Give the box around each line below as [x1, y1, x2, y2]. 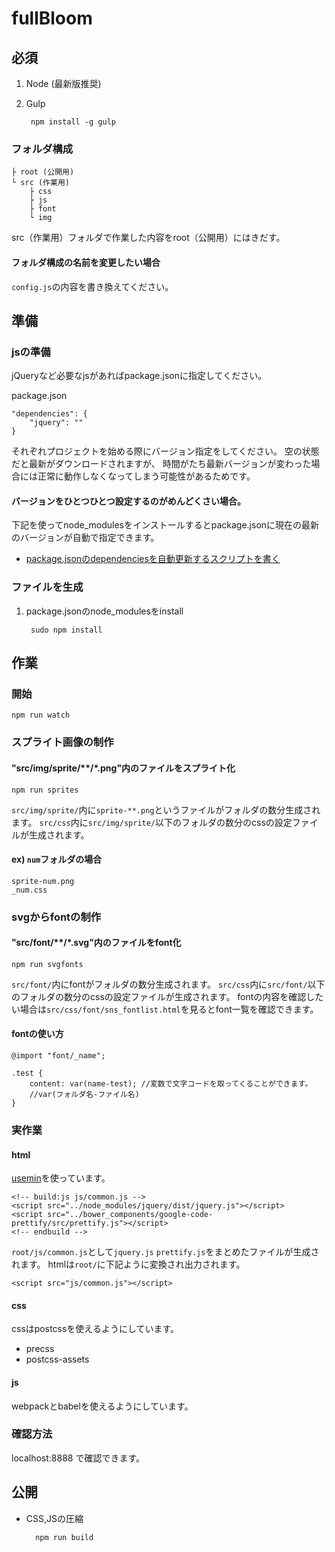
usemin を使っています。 [11, 1172, 111, 1184]
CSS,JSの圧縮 [25, 1512, 84, 1524]
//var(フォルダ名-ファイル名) [29, 1090, 140, 1100]
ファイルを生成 [11, 580, 84, 594]
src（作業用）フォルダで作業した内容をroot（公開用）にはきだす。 [11, 232, 286, 244]
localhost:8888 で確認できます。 [11, 1452, 146, 1464]
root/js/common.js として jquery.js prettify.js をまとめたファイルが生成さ [11, 1246, 320, 1258]
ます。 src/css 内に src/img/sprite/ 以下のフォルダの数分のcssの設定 [11, 816, 293, 828]
